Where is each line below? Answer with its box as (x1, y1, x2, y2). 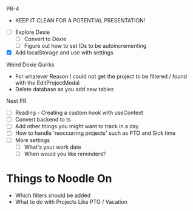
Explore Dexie (15, 28, 50, 36)
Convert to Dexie (24, 36, 67, 43)
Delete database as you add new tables (15, 86, 114, 93)
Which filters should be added (15, 192, 91, 199)
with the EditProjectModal (15, 79, 80, 86)
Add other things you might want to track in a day (15, 123, 139, 130)
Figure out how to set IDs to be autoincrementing (24, 42, 147, 50)
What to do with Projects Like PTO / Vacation (15, 198, 127, 205)
